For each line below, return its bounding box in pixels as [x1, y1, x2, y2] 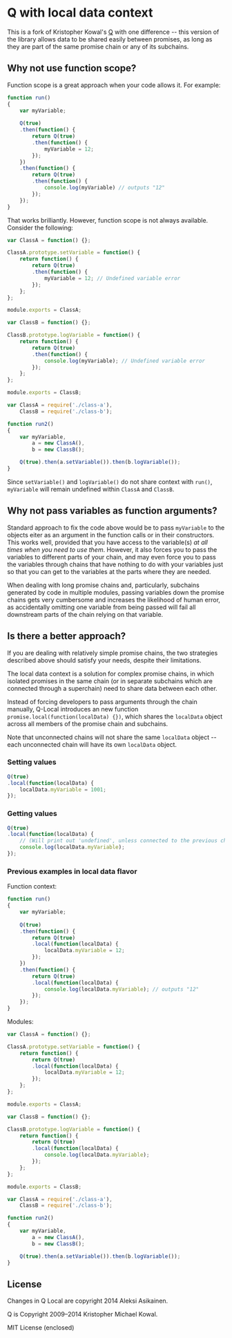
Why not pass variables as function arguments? [7, 505, 217, 517]
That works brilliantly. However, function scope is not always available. [7, 216, 209, 224]
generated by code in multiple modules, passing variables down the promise [7, 588, 224, 596]
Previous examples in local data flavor [7, 866, 137, 876]
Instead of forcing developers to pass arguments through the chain [7, 697, 198, 706]
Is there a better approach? [7, 631, 126, 642]
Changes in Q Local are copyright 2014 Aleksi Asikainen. [7, 1297, 168, 1305]
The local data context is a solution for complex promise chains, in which [7, 669, 215, 678]
